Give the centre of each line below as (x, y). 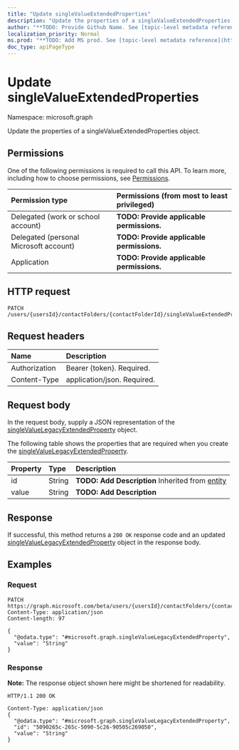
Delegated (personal (45, 237)
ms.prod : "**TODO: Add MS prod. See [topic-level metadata (97, 41)
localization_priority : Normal (54, 34)
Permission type (39, 200)
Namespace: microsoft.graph (50, 117)
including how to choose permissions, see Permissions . (89, 178)
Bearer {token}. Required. (108, 368)
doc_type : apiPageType (41, 47)
